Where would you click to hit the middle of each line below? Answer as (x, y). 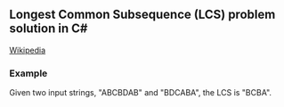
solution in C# (49, 29)
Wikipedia (28, 50)
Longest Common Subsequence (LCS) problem (142, 15)
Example (28, 73)
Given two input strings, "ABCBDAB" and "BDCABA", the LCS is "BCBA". (141, 93)
